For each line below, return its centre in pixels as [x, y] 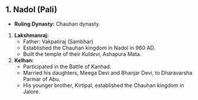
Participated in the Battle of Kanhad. [67, 66]
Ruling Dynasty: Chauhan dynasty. [57, 24]
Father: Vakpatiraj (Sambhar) [58, 41]
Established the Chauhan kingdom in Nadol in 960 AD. [89, 48]
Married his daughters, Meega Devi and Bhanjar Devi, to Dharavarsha [108, 72]
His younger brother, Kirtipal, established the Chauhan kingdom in [103, 85]
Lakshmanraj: [31, 35]
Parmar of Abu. [41, 79]
